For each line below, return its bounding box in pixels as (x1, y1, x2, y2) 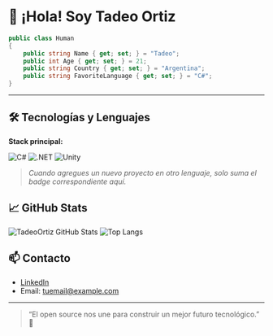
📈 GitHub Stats (8, 201, 88, 215)
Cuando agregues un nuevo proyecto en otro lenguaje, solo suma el (28, 168, 258, 177)
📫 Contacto (8, 251, 71, 265)
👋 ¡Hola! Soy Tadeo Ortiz (8, 7, 176, 26)
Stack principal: (8, 136, 63, 146)
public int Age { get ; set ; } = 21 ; (23, 57, 148, 65)
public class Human (8, 34, 75, 42)
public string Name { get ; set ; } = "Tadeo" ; (23, 49, 180, 58)
